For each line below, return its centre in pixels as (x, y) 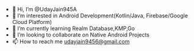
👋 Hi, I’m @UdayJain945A (45, 9)
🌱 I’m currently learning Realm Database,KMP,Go (74, 28)
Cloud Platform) (32, 22)
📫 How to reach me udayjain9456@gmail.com (71, 41)
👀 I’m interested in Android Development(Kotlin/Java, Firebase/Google (100, 16)
